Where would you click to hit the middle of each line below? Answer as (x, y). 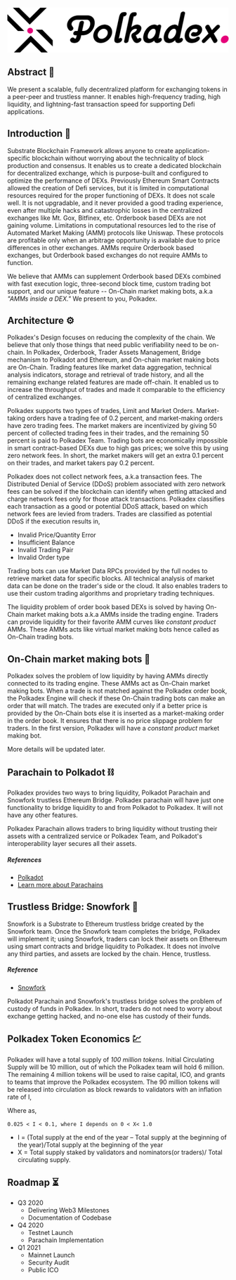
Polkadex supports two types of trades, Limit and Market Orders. (101, 411)
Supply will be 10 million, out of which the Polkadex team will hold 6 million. (116, 1067)
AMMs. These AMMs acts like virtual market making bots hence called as (113, 629)
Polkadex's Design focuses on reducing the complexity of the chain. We (111, 337)
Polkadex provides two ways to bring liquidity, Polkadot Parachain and (109, 792)
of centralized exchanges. (45, 397)
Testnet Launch (51, 1233)
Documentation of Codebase (70, 1218)
